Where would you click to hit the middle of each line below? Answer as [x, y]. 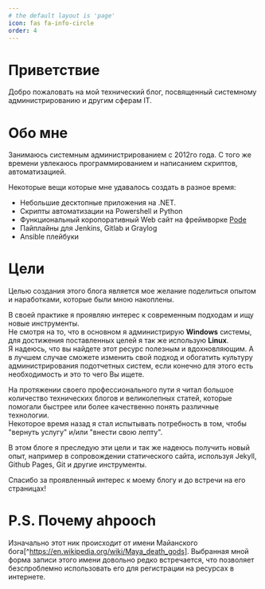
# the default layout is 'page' [62, 16]
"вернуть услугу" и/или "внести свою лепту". [86, 433]
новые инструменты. [44, 323]
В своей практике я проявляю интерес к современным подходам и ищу [131, 315]
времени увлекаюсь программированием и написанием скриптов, [123, 164]
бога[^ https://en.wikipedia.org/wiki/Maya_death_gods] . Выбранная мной [129, 551]
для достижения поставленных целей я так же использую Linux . [119, 341]
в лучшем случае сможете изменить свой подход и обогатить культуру [131, 358]
